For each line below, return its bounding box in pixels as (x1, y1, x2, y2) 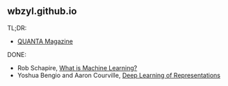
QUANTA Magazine (17, 37, 73, 45)
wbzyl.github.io (7, 6, 77, 17)
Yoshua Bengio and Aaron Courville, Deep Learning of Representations (17, 71, 221, 79)
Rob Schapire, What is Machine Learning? (17, 63, 138, 72)
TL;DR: (7, 23, 27, 32)
